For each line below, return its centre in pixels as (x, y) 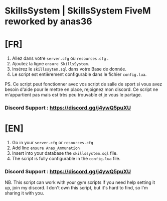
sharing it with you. (24, 193)
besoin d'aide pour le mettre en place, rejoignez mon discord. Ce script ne (81, 89)
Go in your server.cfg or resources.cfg (52, 142)
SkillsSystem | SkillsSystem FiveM (78, 11)
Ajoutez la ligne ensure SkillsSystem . (50, 64)
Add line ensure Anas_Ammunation (46, 148)
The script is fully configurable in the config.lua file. (66, 158)
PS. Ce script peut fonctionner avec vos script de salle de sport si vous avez (83, 84)
